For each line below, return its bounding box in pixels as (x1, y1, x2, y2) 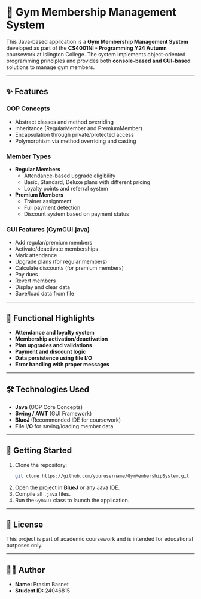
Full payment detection (23, 204, 81, 211)
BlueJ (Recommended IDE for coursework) (14, 416, 121, 423)
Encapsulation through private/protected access (14, 131, 135, 138)
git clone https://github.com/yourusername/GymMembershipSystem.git (14, 473, 190, 479)
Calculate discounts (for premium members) (14, 264, 124, 272)
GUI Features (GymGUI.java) (6, 225, 90, 233)
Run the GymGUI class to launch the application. (14, 496, 130, 504)
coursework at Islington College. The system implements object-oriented (6, 50, 186, 58)
